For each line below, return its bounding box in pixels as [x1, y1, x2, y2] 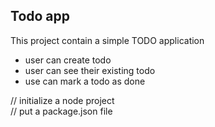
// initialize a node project [10, 94, 115, 106]
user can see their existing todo [24, 64, 156, 76]
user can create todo [24, 54, 112, 66]
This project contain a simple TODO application [10, 34, 205, 46]
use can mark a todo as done [24, 75, 146, 87]
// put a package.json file [10, 105, 113, 117]
